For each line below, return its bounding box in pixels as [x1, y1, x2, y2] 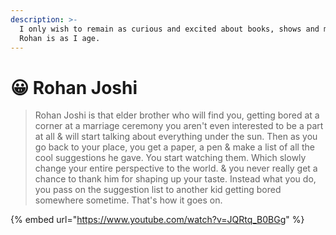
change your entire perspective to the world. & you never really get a [34, 162, 318, 175]
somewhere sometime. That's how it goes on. [34, 194, 223, 206]
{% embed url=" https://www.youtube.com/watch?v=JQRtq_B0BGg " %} [10, 214, 305, 226]
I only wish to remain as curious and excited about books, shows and [19, 24, 320, 34]
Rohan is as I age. [19, 33, 101, 43]
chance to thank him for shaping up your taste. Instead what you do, [34, 173, 317, 185]
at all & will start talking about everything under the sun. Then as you [34, 131, 318, 143]
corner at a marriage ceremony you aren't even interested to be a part [34, 120, 324, 132]
